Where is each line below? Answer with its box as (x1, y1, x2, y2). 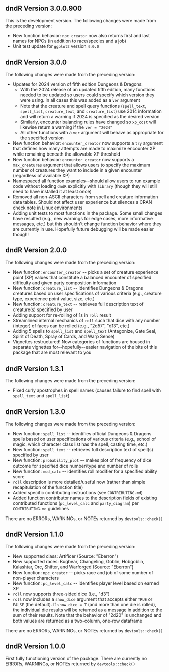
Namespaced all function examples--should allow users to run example (12, 178, 161, 184)
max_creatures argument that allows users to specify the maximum (12, 162, 151, 168)
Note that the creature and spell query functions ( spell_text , (20, 102, 147, 109)
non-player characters (12, 575, 59, 581)
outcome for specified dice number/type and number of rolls (12, 463, 138, 469)
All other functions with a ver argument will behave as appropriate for (20, 129, 164, 135)
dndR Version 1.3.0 (5, 407, 66, 416)
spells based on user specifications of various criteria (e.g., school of (12, 436, 156, 442)
